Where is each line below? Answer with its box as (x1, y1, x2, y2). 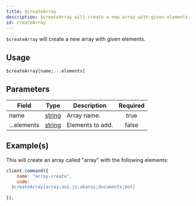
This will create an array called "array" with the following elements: (6, 156, 169, 163)
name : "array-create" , (16, 173, 72, 179)
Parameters (6, 84, 50, 94)
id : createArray (6, 19, 46, 25)
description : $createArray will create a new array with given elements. (6, 14, 191, 20)
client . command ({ (6, 168, 49, 174)
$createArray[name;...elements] (6, 68, 85, 74)
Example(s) (6, 141, 49, 151)
